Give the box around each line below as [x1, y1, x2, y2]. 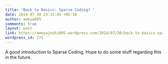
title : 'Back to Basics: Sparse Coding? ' [5, 7, 95, 12]
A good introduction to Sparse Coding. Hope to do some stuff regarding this [5, 48, 161, 55]
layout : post [5, 26, 32, 31]
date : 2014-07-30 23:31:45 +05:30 [5, 12, 77, 17]
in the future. [5, 54, 32, 60]
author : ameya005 [5, 16, 41, 21]
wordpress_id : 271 [5, 35, 43, 40]
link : [5, 30, 16, 35]
